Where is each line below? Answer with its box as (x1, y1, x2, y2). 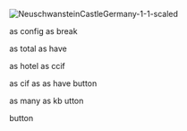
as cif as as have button (9, 78, 98, 89)
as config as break (9, 26, 78, 36)
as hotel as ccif (9, 61, 65, 71)
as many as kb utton (9, 95, 84, 106)
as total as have (9, 43, 67, 54)
